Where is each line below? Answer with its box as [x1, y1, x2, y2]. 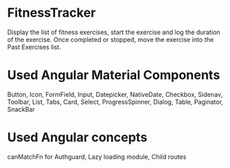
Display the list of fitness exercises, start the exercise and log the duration [7, 28, 221, 36]
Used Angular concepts [7, 130, 148, 146]
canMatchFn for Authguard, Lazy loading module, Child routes [7, 152, 187, 161]
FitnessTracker [7, 5, 96, 21]
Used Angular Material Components [7, 68, 220, 83]
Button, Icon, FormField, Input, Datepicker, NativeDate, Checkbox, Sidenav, [7, 90, 223, 98]
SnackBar [7, 105, 36, 113]
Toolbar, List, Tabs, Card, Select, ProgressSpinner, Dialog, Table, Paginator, [7, 98, 224, 106]
